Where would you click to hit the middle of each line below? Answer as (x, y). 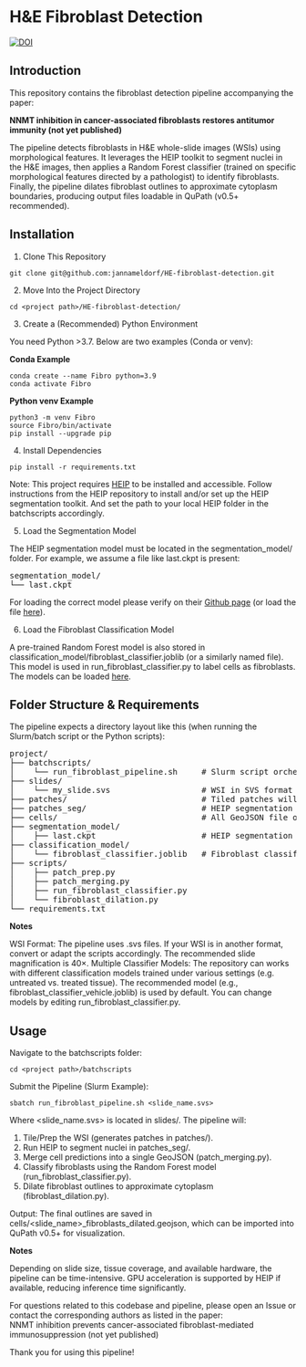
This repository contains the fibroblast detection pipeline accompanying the (152, 92)
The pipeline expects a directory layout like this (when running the (133, 726)
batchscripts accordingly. (57, 513)
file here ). (27, 611)
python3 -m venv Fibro (52, 417)
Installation (42, 235)
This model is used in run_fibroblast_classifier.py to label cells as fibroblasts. (153, 666)
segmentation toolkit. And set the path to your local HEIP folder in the (139, 503)
